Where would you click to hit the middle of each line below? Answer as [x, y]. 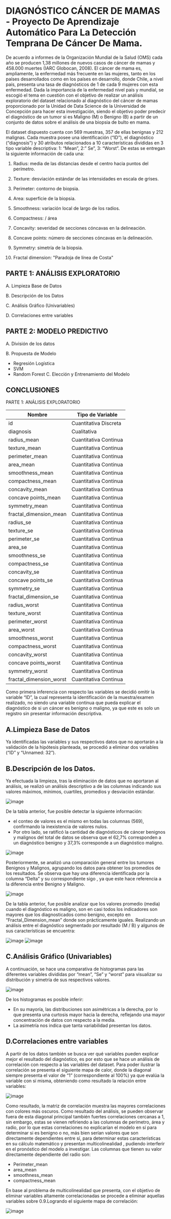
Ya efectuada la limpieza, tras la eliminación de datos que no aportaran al [82, 781]
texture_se [21, 531]
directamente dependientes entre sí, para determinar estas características [83, 1138]
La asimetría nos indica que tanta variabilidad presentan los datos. [82, 1025]
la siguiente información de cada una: [45, 154]
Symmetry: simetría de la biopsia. [48, 248]
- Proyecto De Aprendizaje [63, 22]
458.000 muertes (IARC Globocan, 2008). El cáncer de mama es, [74, 68]
